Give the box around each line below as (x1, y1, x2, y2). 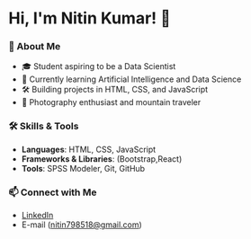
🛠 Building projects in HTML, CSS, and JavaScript (21, 84, 209, 95)
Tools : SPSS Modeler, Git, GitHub (21, 163, 146, 173)
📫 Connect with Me (8, 186, 97, 199)
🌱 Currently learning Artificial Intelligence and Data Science (21, 74, 242, 84)
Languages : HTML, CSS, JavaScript (21, 144, 157, 155)
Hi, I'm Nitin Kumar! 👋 (8, 8, 172, 29)
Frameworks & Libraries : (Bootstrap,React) (21, 153, 183, 164)
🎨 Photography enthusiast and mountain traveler (21, 97, 202, 108)
